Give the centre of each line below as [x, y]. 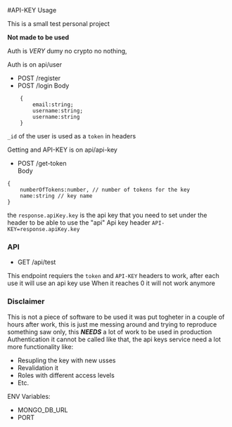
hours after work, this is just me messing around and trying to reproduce [112, 324]
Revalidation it [38, 367]
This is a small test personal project [59, 24]
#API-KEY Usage [32, 10]
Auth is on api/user [35, 65]
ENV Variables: [29, 396]
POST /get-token [42, 163]
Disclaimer [26, 301]
